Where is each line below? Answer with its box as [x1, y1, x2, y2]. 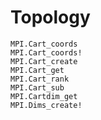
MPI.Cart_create [10, 56, 78, 66]
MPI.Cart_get [10, 65, 65, 75]
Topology [10, 6, 91, 29]
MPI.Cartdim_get [10, 91, 78, 101]
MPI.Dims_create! [10, 100, 83, 110]
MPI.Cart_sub [10, 82, 65, 93]
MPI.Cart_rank [10, 74, 70, 84]
